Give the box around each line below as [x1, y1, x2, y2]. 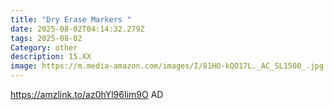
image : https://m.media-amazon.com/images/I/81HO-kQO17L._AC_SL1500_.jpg [10, 61, 325, 71]
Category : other [10, 42, 78, 53]
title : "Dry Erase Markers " [10, 14, 132, 25]
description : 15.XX [10, 52, 92, 62]
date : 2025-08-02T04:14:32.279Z [10, 24, 145, 34]
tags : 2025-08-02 [10, 33, 83, 43]
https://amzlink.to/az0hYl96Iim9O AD [10, 89, 164, 100]
